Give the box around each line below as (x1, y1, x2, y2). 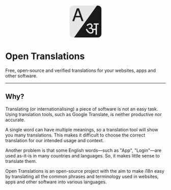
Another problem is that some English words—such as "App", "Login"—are (5, 147, 162, 153)
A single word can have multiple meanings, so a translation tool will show (5, 126, 159, 132)
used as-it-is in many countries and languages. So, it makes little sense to (5, 152, 160, 158)
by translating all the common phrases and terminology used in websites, (5, 173, 159, 179)
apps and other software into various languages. (5, 179, 107, 185)
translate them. (5, 158, 37, 164)
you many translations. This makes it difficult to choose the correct (5, 132, 146, 138)
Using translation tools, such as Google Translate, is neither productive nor (5, 111, 162, 117)
